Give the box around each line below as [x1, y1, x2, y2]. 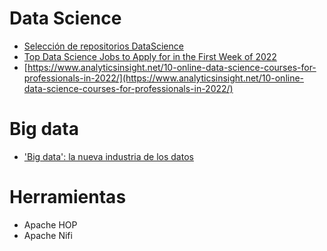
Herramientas [9, 186, 127, 209]
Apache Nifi [23, 229, 73, 241]
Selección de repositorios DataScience [23, 40, 184, 52]
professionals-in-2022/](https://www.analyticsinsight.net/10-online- [23, 72, 305, 84]
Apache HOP [23, 218, 78, 231]
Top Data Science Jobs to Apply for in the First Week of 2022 [23, 50, 277, 62]
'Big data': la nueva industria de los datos [23, 150, 194, 162]
